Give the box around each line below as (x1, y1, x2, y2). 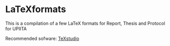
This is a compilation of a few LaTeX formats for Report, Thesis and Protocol (5, 20, 165, 26)
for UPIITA (5, 25, 27, 31)
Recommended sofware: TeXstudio (5, 35, 80, 41)
